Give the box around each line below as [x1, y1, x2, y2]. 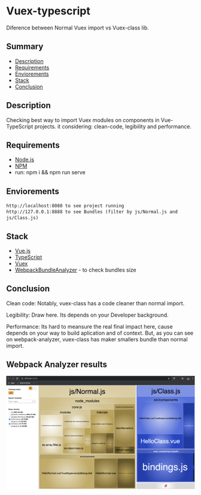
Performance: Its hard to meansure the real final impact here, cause [6, 323, 173, 330]
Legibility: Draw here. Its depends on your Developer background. [6, 311, 169, 318]
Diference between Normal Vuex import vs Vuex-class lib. [6, 24, 150, 31]
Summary [6, 41, 44, 52]
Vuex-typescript [6, 4, 91, 18]
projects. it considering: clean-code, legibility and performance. [34, 123, 192, 130]
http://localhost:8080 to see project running [6, 203, 124, 209]
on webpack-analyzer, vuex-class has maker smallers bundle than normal [6, 335, 188, 343]
